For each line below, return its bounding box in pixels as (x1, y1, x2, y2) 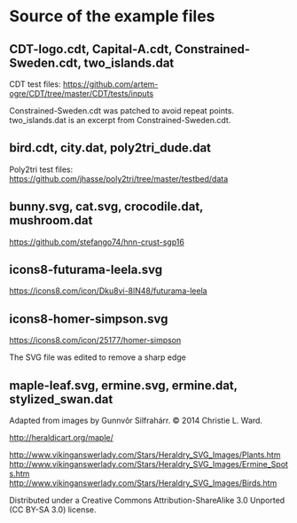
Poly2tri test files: (9, 164, 74, 175)
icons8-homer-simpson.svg (9, 311, 168, 326)
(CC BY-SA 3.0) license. (9, 504, 97, 515)
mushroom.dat (9, 213, 93, 228)
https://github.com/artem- (62, 79, 159, 90)
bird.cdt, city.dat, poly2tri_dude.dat (9, 140, 211, 156)
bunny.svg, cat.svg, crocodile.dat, (9, 199, 204, 215)
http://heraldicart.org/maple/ (9, 433, 113, 443)
